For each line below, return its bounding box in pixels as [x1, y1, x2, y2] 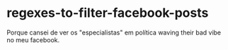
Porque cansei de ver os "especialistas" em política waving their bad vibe [6, 28, 222, 37]
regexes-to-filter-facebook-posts [6, 5, 209, 21]
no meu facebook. [6, 35, 60, 44]
